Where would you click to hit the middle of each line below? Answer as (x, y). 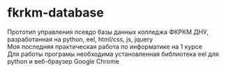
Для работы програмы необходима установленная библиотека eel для (113, 54)
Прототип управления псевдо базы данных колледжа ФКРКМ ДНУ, (108, 32)
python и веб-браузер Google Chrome (63, 61)
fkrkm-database (56, 13)
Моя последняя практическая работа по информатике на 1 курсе (105, 46)
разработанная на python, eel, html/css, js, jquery (80, 39)
